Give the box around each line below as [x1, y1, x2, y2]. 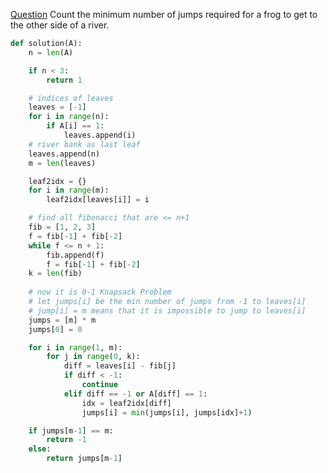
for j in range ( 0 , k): [46, 352, 141, 362]
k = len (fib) [28, 269, 83, 279]
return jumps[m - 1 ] [46, 454, 123, 464]
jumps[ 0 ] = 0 [28, 324, 83, 334]
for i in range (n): [28, 112, 110, 122]
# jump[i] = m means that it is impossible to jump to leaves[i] [28, 305, 307, 316]
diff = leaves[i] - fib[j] [63, 361, 177, 371]
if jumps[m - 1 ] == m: [28, 425, 114, 436]
